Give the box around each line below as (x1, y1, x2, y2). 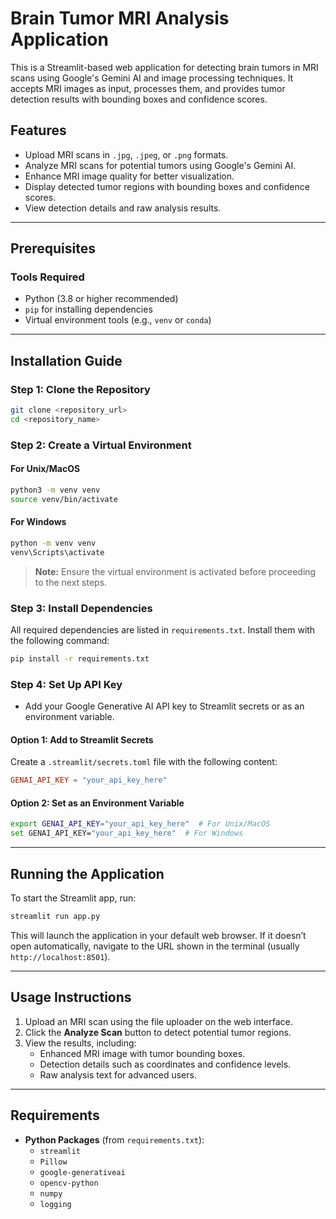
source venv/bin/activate (10, 494, 118, 504)
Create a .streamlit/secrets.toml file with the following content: (10, 756, 278, 768)
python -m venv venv (10, 538, 97, 548)
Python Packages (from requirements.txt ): (24, 1133, 205, 1146)
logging (39, 1199, 72, 1209)
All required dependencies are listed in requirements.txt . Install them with (10, 624, 316, 636)
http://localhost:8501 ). (10, 950, 111, 962)
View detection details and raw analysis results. (24, 202, 222, 214)
